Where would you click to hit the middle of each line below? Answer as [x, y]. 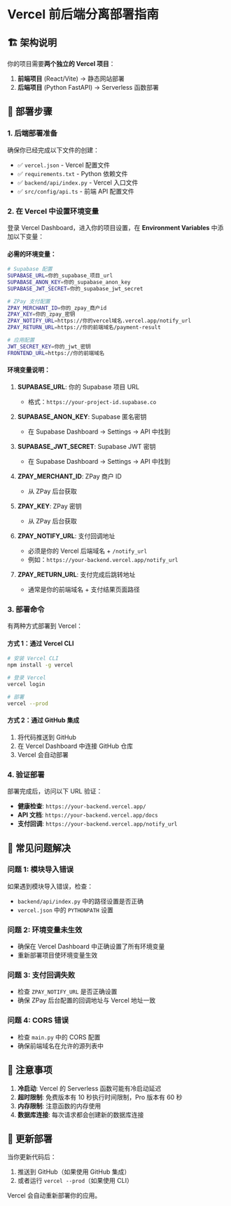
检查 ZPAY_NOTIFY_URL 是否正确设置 [67, 992]
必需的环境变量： [32, 254]
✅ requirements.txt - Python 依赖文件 [72, 173]
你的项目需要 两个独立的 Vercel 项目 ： [61, 63]
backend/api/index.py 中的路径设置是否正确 [80, 901]
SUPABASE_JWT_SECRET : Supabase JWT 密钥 [86, 446]
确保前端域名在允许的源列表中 [60, 1045]
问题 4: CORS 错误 [38, 1020]
